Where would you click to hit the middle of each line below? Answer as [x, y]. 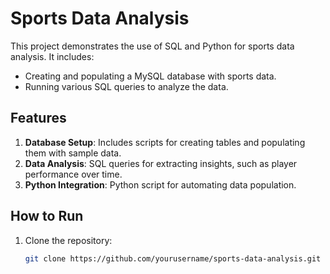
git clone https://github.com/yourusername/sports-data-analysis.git [173, 258]
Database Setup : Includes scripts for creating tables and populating [165, 142]
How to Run [47, 216]
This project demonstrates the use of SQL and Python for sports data [152, 46]
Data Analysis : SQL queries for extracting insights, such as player [161, 163]
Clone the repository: [68, 240]
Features [38, 118]
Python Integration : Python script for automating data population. [160, 184]
